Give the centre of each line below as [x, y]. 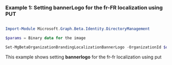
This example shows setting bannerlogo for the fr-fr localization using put [83, 57]
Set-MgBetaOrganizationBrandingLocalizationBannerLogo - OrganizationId [83, 47]
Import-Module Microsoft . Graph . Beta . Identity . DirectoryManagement [78, 29]
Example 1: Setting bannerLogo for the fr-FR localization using [84, 8]
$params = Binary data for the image [46, 38]
